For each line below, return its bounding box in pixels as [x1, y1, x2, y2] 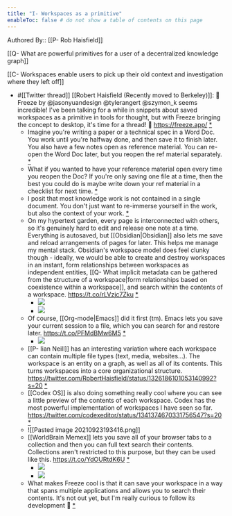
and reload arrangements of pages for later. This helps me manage [27, 238, 219, 247]
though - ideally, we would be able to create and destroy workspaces [27, 253, 226, 261]
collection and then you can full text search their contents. [27, 440, 194, 449]
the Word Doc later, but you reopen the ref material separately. [44, 150, 223, 158]
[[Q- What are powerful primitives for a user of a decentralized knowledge [7, 49, 219, 58]
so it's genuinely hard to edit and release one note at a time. [27, 224, 199, 232]
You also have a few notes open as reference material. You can [27, 142, 208, 151]
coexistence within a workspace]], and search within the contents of [27, 283, 223, 291]
